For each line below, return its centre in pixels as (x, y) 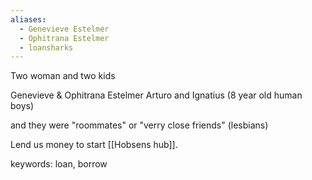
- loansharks (46, 47)
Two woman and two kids (63, 76)
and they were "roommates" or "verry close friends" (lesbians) (139, 125)
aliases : (28, 19)
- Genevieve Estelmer (64, 29)
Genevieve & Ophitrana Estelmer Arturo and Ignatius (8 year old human (156, 95)
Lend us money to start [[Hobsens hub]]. (94, 145)
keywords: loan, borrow (59, 164)
